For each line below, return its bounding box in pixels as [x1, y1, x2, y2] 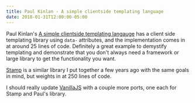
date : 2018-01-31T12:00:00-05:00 [6, 14, 88, 20]
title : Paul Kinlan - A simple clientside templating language [6, 8, 164, 15]
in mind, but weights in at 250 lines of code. [6, 73, 112, 80]
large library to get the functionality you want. [6, 55, 116, 62]
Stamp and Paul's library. [6, 90, 67, 97]
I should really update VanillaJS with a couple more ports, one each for [6, 84, 177, 91]
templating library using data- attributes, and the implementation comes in [6, 36, 186, 43]
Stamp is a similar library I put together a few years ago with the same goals [6, 66, 189, 73]
